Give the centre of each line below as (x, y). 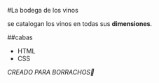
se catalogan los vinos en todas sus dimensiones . (80, 24)
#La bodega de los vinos (43, 10)
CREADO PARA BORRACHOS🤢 (51, 72)
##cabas (20, 37)
